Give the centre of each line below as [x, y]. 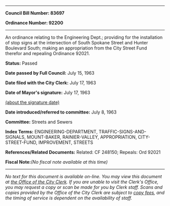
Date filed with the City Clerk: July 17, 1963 [51, 83]
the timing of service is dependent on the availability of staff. [69, 198]
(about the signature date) [32, 102]
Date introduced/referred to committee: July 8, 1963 [61, 112]
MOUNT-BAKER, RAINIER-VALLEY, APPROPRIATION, [82, 137]
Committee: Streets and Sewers [39, 122]
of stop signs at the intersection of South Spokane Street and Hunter [77, 43]
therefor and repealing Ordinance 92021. [48, 53]
